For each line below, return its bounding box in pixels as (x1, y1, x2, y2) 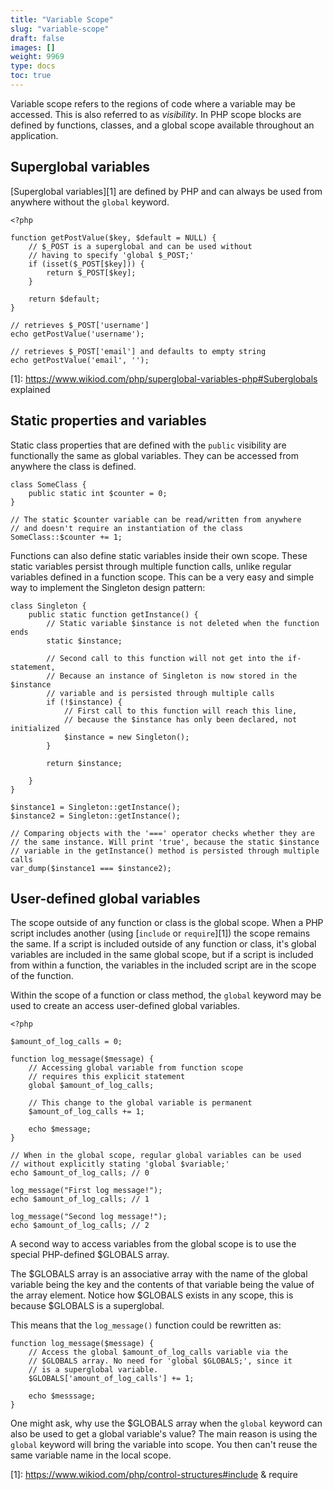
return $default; (28, 294, 101, 304)
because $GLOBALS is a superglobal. (10, 1300, 165, 1312)
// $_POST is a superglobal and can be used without (28, 241, 253, 251)
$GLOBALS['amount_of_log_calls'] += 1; (28, 1374, 195, 1384)
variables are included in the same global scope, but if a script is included (10, 949, 314, 961)
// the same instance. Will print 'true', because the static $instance (10, 837, 320, 847)
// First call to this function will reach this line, (63, 706, 298, 716)
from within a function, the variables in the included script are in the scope (10, 959, 317, 971)
